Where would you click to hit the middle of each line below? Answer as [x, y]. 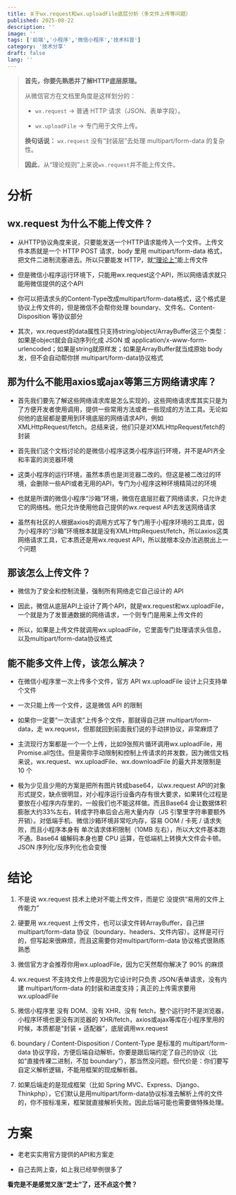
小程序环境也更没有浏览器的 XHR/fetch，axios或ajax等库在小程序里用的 [121, 1019]
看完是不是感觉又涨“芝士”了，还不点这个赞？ [73, 1184]
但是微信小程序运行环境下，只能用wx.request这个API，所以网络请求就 [119, 274]
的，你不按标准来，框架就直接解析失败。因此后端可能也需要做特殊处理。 [122, 1103]
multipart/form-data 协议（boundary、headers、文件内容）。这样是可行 [120, 932]
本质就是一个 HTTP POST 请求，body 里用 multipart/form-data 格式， [125, 250]
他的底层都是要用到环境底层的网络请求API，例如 [94, 418]
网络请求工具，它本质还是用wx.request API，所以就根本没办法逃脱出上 [120, 540]
